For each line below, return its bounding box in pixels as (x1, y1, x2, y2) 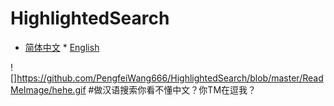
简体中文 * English (24, 41, 100, 53)
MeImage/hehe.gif (10, 83, 87, 96)
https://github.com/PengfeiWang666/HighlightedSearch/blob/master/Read (16, 72, 324, 84)
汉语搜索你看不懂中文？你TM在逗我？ (102, 83, 257, 96)
